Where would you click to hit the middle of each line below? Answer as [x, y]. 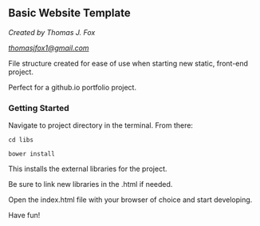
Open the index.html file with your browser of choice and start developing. [130, 200]
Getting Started [39, 108]
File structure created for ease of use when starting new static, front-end [128, 63]
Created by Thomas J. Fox [52, 32]
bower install [32, 154]
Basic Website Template [69, 13]
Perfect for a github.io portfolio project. [73, 87]
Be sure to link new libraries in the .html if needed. [91, 184]
